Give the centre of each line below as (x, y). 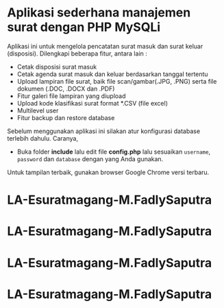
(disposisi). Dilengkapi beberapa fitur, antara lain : (77, 54)
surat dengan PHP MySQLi (84, 27)
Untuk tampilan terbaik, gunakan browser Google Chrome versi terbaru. (108, 172)
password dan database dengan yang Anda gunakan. (90, 158)
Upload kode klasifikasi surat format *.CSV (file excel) (92, 103)
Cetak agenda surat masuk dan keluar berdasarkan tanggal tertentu (112, 74)
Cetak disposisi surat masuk (57, 67)
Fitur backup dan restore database (66, 117)
